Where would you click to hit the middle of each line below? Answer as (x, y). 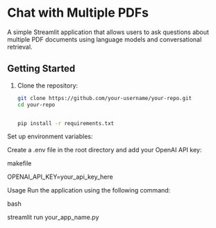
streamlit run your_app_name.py (53, 218)
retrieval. (20, 47)
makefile (19, 163)
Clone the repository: (48, 85)
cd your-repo (36, 105)
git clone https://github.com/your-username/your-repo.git (105, 98)
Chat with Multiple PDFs (78, 13)
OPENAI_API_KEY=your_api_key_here (60, 177)
